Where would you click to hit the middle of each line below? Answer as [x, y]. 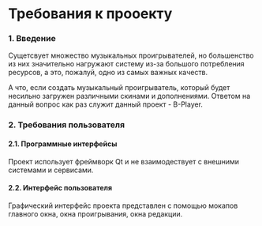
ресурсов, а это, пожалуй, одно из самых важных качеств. [108, 73]
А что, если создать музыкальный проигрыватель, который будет [119, 88]
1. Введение [32, 39]
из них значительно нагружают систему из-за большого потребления [126, 64]
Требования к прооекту [90, 14]
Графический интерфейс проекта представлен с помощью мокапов [123, 205]
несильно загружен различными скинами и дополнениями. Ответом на [129, 96]
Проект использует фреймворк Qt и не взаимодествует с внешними [124, 161]
